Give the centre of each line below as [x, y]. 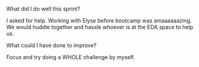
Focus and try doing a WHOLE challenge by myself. [71, 57]
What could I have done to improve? [51, 45]
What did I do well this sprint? [43, 9]
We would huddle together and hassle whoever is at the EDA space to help [100, 27]
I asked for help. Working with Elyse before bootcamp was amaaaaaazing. [99, 20]
